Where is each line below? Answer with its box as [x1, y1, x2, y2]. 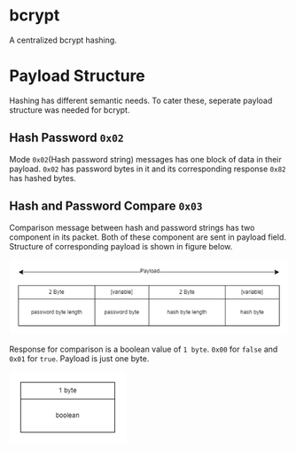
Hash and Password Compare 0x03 [9, 199, 203, 214]
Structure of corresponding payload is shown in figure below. [9, 241, 233, 251]
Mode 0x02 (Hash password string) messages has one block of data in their [9, 154, 282, 164]
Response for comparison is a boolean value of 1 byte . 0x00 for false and [9, 344, 278, 355]
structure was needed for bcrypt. [9, 104, 130, 115]
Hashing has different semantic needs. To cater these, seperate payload [9, 95, 273, 106]
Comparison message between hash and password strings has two [9, 222, 255, 233]
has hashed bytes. [9, 172, 77, 183]
